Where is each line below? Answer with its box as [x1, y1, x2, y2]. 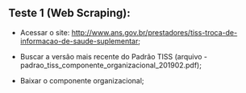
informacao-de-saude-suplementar [19, 36, 139, 46]
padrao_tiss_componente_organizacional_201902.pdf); [19, 60, 202, 70]
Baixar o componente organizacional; [19, 75, 144, 85]
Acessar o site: [19, 27, 70, 37]
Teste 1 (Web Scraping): [8, 6, 131, 20]
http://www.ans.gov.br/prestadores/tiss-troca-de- [71, 27, 238, 37]
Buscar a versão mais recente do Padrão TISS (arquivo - [19, 51, 208, 61]
